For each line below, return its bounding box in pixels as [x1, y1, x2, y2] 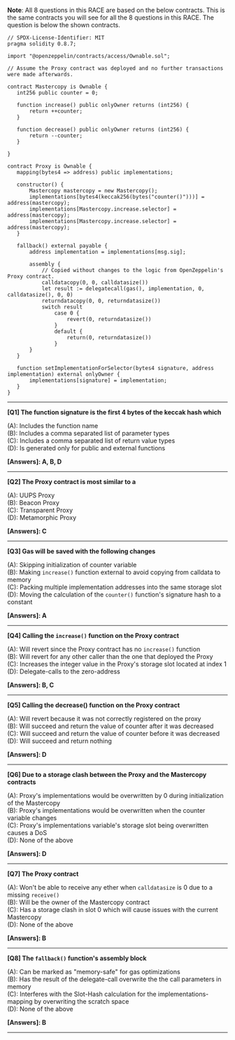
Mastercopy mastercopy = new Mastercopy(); [29, 187, 158, 194]
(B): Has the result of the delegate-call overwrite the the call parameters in [7, 975, 222, 983]
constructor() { [16, 181, 64, 188]
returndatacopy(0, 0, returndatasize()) [41, 297, 161, 304]
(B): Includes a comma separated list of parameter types [7, 429, 170, 437]
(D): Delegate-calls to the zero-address [7, 667, 120, 676]
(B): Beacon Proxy [7, 499, 59, 506]
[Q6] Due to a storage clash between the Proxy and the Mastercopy [7, 771, 207, 778]
